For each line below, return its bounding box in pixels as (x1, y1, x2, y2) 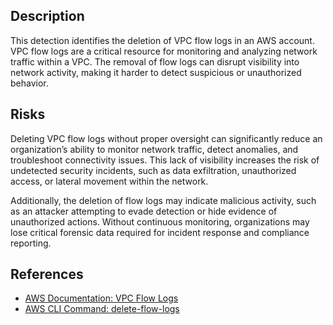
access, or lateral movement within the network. (10, 175, 209, 187)
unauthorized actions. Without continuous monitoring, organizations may (10, 215, 310, 228)
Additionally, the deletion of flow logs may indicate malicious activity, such (10, 194, 317, 206)
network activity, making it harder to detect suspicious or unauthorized (10, 66, 302, 78)
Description (10, 8, 85, 25)
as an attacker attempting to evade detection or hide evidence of (10, 205, 278, 217)
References (10, 266, 84, 283)
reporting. (10, 237, 52, 249)
